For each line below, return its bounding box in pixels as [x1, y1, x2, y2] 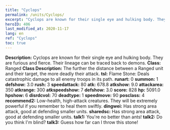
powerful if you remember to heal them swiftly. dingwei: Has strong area [5, 103, 157, 109]
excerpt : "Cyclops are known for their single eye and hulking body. [5, 17, 155, 22]
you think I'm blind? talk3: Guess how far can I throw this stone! [5, 119, 138, 125]
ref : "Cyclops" [5, 36, 37, 41]
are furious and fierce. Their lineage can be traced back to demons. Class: [5, 59, 161, 66]
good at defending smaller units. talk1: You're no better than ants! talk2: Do [5, 114, 163, 120]
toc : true [5, 41, 26, 46]
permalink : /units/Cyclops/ [5, 12, 65, 17]
